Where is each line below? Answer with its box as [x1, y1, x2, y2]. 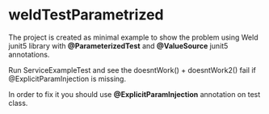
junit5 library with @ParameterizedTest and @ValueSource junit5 [8, 40, 229, 50]
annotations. [8, 49, 50, 59]
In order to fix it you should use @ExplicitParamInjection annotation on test [8, 89, 261, 99]
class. [8, 98, 28, 108]
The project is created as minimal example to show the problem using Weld [8, 32, 258, 42]
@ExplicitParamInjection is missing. [8, 74, 127, 83]
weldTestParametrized [8, 6, 164, 24]
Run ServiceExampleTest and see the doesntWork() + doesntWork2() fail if [8, 65, 256, 74]
